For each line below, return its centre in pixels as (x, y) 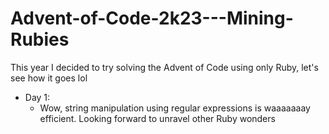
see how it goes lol (49, 78)
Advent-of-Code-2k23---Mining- (152, 18)
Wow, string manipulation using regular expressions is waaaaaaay (175, 108)
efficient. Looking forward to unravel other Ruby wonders (157, 118)
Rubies (40, 39)
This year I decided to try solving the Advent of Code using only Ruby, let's (164, 67)
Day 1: (37, 97)
